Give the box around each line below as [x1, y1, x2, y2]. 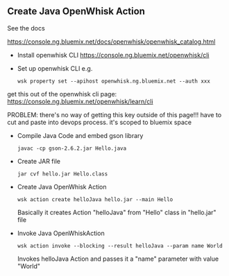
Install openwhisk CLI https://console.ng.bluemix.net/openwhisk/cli [17, 51, 210, 59]
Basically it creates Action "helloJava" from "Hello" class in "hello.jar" [17, 208, 217, 216]
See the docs [7, 24, 45, 32]
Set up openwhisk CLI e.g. [17, 64, 93, 72]
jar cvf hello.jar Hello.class [17, 170, 108, 178]
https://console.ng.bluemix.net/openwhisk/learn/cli [7, 97, 154, 105]
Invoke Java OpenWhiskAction [17, 229, 105, 237]
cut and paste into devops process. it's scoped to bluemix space [7, 118, 192, 126]
